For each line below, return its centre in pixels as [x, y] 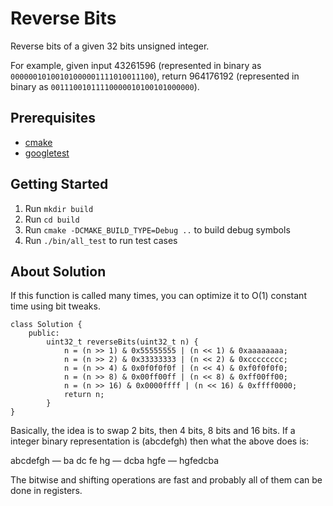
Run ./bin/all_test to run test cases [101, 240]
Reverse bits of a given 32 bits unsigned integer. [110, 46]
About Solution [58, 271]
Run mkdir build [59, 208]
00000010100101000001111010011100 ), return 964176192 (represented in [155, 76]
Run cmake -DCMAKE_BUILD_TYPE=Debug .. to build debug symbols [157, 229]
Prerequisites [53, 118]
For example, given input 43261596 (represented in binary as [136, 65]
